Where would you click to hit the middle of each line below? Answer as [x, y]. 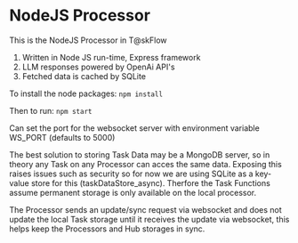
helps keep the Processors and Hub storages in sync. [107, 229]
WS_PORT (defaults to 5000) [62, 137]
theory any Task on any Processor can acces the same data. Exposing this [145, 164]
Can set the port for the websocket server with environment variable [134, 128]
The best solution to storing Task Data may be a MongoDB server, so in [140, 154]
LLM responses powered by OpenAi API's [98, 67]
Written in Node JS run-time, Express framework [111, 57]
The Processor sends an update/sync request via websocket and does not [145, 209]
